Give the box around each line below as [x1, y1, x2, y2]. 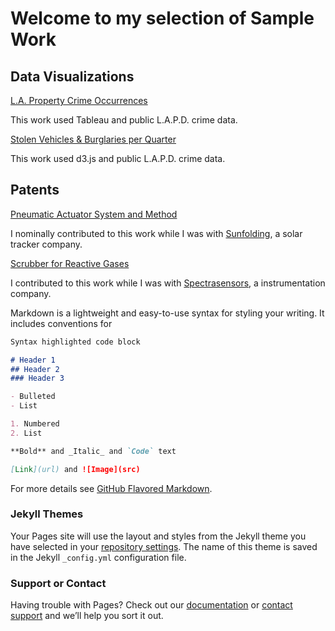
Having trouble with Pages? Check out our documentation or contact [10, 599, 293, 611]
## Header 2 [10, 364, 60, 374]
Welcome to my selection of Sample [10, 7, 315, 30]
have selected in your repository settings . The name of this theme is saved [10, 540, 318, 552]
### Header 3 [10, 373, 65, 384]
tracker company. [10, 238, 83, 250]
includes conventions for [10, 317, 113, 329]
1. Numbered [10, 419, 60, 429]
